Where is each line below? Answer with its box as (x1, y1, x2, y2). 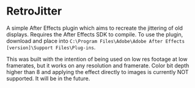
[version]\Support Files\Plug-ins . (6, 44, 96, 51)
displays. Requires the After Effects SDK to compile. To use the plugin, (6, 30, 183, 38)
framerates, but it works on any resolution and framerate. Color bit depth (6, 62, 189, 69)
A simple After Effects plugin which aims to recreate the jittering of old (6, 24, 183, 32)
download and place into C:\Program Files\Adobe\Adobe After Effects (6, 37, 185, 44)
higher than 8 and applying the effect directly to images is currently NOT (6, 68, 189, 75)
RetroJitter (6, 4, 62, 18)
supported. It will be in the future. (6, 75, 90, 82)
